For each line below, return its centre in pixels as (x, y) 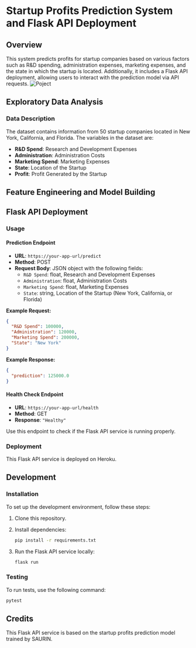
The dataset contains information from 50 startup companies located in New (98, 131)
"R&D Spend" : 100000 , (38, 327)
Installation (23, 494)
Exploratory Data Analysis (55, 102)
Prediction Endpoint (31, 242)
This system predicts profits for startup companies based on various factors (98, 59)
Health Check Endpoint (35, 394)
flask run (27, 562)
